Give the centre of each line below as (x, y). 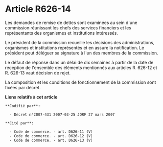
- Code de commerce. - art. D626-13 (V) (51, 140)
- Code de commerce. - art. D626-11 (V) (51, 132)
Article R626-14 (38, 9)
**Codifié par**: (23, 106)
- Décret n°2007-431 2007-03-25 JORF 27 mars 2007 (62, 114)
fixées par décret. (23, 87)
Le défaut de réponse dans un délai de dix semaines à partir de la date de (79, 62)
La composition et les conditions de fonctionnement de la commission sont (81, 82)
